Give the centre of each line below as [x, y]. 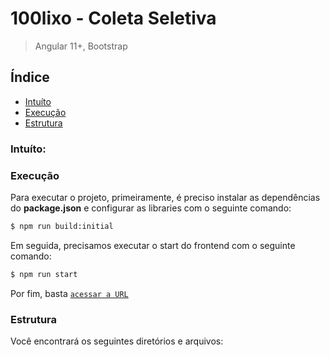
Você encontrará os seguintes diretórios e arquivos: [117, 341]
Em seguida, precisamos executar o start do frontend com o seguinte [153, 245]
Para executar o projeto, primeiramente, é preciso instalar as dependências [165, 197]
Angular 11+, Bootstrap [81, 46]
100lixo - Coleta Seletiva [113, 18]
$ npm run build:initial [62, 226]
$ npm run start [44, 274]
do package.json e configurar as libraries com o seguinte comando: [151, 208]
